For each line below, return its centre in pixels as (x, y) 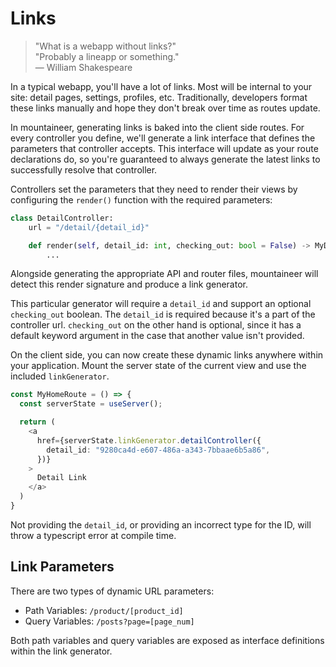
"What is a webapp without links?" (105, 46)
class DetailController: (62, 218)
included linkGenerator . (60, 376)
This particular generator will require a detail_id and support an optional (161, 304)
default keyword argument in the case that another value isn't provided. (157, 336)
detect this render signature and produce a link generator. (129, 284)
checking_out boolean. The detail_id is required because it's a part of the (163, 314)
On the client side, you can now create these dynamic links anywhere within (167, 355)
